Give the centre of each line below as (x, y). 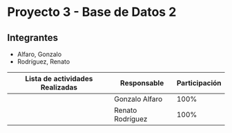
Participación (199, 83)
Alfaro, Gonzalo (39, 54)
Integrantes (33, 38)
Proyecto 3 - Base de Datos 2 (92, 12)
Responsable (142, 83)
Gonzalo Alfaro (138, 99)
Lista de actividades (59, 79)
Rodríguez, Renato (43, 62)
